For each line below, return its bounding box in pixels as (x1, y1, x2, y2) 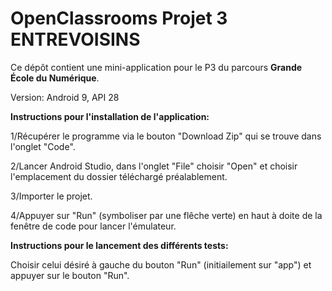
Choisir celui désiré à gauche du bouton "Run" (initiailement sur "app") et (10, 258, 312, 271)
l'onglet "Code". (10, 140, 76, 152)
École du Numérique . (10, 72, 100, 84)
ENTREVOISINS (10, 28, 141, 51)
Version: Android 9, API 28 (10, 91, 120, 103)
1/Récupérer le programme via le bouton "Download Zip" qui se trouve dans (10, 130, 322, 142)
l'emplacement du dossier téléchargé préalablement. (10, 170, 228, 182)
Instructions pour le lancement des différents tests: (10, 239, 229, 251)
